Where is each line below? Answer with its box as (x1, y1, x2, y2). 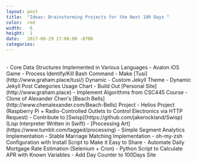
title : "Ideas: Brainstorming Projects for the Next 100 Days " (6, 14, 169, 20)
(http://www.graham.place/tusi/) (6, 76, 84, 83)
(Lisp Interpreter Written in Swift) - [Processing (6, 120, 120, 127)
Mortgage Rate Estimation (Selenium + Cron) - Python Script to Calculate (6, 145, 183, 152)
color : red (6, 19, 35, 25)
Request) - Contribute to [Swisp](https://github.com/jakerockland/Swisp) (6, 113, 183, 121)
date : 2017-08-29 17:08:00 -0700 (6, 36, 94, 42)
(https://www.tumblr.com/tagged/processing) (6, 126, 116, 133)
